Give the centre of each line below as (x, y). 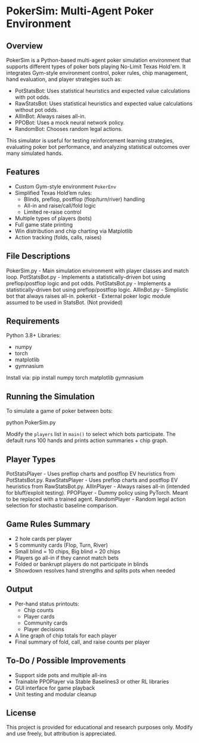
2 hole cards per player (43, 538)
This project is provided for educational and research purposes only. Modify (99, 727)
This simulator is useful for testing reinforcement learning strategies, (90, 141)
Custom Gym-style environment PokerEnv (66, 186)
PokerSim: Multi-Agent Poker (80, 11)
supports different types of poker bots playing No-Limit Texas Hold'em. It (96, 66)
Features (23, 172)
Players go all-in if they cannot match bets (67, 558)
